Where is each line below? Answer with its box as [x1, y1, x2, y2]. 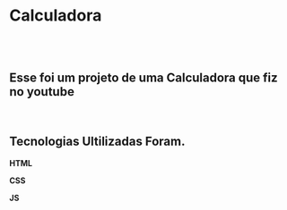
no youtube [9, 84, 74, 99]
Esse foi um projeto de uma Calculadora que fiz [9, 71, 278, 86]
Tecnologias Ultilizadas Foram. [9, 134, 186, 149]
